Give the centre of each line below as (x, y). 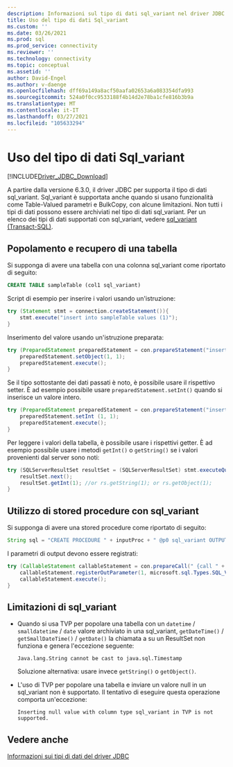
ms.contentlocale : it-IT (43, 110)
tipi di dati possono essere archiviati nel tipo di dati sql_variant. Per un (107, 212)
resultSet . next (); (46, 476)
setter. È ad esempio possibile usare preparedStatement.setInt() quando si (115, 390)
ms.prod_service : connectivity (52, 46)
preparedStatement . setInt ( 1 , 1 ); (69, 416)
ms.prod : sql (26, 39)
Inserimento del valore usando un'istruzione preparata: (86, 337)
